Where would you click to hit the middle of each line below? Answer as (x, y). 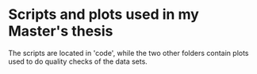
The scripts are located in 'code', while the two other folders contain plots (128, 53)
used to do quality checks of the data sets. (78, 61)
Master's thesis (61, 31)
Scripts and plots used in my (104, 15)
